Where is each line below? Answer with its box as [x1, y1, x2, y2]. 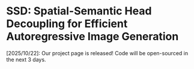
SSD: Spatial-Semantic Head [6, 4, 152, 18]
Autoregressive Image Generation [6, 30, 179, 43]
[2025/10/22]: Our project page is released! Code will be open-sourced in [6, 49, 188, 56]
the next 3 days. [6, 56, 46, 63]
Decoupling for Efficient [6, 17, 128, 31]
